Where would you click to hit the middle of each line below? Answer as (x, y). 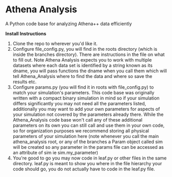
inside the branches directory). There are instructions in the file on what (89, 54)
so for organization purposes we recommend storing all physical (81, 131)
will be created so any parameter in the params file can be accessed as (88, 147)
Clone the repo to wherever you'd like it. (55, 43)
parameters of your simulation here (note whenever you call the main (86, 136)
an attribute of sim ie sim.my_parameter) (55, 152)
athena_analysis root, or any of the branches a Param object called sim (88, 142)
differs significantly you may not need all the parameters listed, (79, 103)
